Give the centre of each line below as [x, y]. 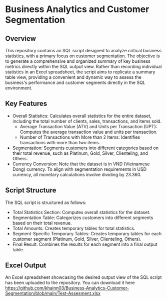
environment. [19, 88]
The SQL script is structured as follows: [46, 203]
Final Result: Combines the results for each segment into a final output [85, 244]
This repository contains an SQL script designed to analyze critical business [83, 51]
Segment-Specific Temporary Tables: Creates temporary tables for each [87, 233]
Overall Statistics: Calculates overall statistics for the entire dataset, [82, 116]
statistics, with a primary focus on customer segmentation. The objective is [82, 56]
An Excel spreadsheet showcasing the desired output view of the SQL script [83, 277]
